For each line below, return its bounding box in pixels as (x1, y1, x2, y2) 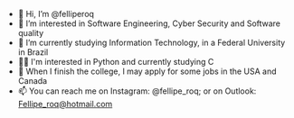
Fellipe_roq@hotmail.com (17, 99, 113, 109)
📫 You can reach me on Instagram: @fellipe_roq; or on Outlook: (17, 86, 257, 96)
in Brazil (17, 47, 49, 58)
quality (17, 28, 44, 38)
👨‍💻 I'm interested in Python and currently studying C (17, 57, 214, 67)
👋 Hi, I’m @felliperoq (17, 9, 95, 19)
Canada (17, 76, 48, 86)
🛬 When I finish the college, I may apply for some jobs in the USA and (17, 66, 278, 77)
